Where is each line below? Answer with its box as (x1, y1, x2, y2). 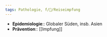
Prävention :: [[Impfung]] (12, 26, 63, 32)
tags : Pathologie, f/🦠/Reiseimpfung (5, 7, 80, 12)
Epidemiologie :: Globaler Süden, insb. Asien (12, 21, 103, 27)
